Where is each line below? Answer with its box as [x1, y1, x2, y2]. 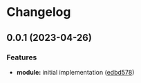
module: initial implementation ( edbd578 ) [16, 68, 135, 76]
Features [6, 53, 37, 62]
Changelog [6, 4, 71, 20]
